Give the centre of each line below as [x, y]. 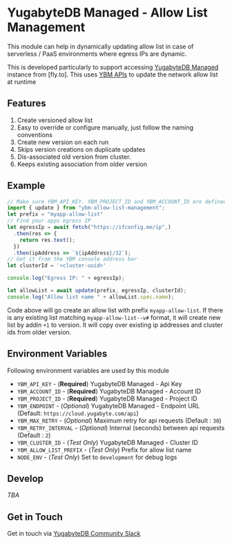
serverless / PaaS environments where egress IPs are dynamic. [97, 54]
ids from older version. [39, 332]
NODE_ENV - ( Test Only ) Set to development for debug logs [97, 457]
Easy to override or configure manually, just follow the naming [105, 127]
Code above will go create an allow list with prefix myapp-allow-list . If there [115, 310]
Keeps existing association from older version [82, 164]
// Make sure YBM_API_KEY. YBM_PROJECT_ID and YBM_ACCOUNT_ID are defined [117, 201]
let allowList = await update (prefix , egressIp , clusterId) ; [97, 291]
